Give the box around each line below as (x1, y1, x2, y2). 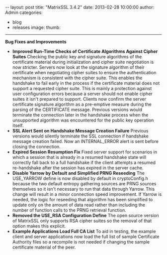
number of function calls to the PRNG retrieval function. (12, 207, 126, 213)
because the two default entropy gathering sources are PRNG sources (12, 181, 157, 186)
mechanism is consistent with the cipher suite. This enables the (12, 75, 143, 81)
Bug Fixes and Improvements (5, 39, 67, 44)
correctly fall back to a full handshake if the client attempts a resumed (12, 159, 156, 165)
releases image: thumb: (12, 24, 61, 30)
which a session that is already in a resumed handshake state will (12, 154, 147, 160)
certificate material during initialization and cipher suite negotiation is (12, 59, 154, 65)
